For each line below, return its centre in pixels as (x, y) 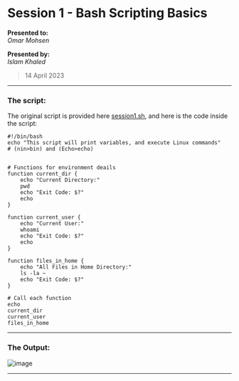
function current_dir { (43, 174)
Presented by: (28, 54)
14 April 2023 (44, 75)
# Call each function (39, 299)
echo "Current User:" (52, 224)
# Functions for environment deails (62, 168)
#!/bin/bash (25, 136)
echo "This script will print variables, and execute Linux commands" (114, 143)
